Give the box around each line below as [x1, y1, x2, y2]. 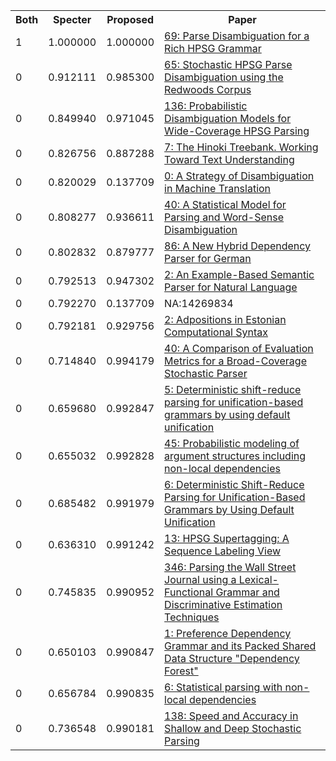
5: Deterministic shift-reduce [164, 383, 302, 396]
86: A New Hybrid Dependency [164, 239, 312, 253]
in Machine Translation [164, 182, 272, 195]
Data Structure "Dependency [164, 652, 300, 665]
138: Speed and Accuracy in [164, 709, 299, 723]
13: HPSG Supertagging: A [164, 532, 290, 545]
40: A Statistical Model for [164, 198, 287, 211]
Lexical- [238, 573, 279, 586]
